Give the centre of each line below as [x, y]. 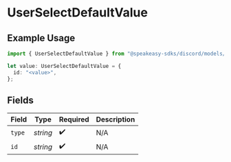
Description [115, 119]
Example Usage [41, 38]
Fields [21, 100]
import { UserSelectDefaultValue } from [66, 54]
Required [74, 119]
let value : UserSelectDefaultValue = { [64, 66]
